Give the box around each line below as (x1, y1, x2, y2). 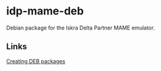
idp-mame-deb (6, 4, 84, 18)
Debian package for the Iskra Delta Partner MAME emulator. (6, 24, 155, 31)
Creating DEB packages (6, 57, 66, 64)
